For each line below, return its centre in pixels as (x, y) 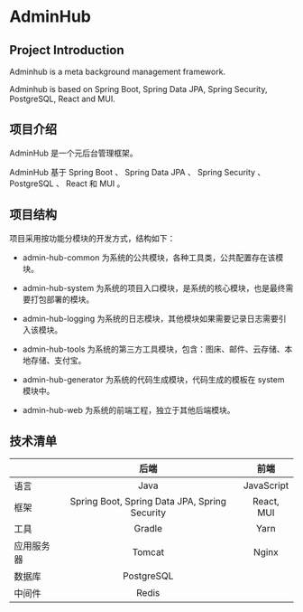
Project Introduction (67, 50)
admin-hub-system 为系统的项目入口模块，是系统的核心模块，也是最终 (154, 287)
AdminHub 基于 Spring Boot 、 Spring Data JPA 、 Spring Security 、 (138, 172)
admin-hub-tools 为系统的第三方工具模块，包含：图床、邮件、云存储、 (154, 349)
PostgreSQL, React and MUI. (62, 99)
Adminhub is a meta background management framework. (118, 71)
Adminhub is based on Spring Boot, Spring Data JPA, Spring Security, (138, 89)
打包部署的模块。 (62, 299)
